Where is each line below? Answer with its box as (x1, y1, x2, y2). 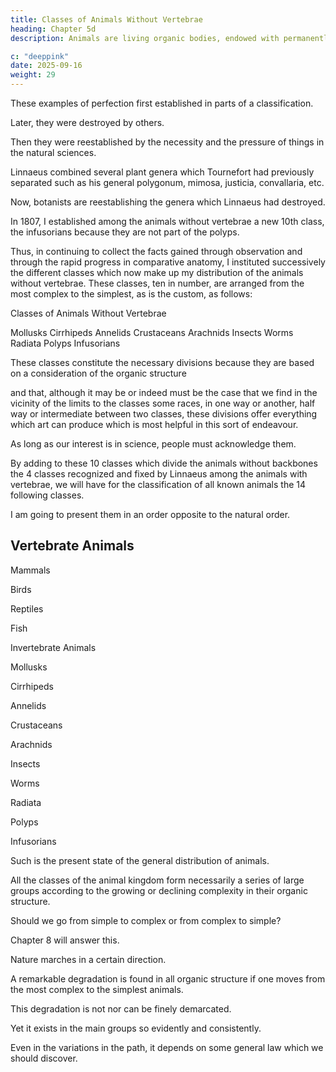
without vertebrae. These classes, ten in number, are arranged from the (10, 277, 305, 289)
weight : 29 (10, 70, 56, 80)
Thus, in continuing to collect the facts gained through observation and (10, 246, 303, 257)
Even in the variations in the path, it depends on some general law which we (10, 1041, 324, 1053)
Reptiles (10, 602, 44, 615)
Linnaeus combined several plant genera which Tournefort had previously (10, 166, 315, 178)
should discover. (10, 1052, 78, 1064)
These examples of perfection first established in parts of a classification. (10, 97, 314, 109)
